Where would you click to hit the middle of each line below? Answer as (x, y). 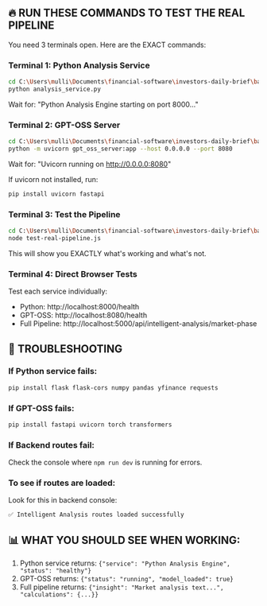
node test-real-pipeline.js (55, 238)
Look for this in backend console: (63, 500)
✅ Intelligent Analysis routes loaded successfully (96, 515)
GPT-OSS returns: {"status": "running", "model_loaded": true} (127, 579)
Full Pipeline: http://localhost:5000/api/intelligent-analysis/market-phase (138, 324)
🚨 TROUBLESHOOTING (66, 349)
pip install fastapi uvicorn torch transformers (90, 425)
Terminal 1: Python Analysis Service (79, 65)
